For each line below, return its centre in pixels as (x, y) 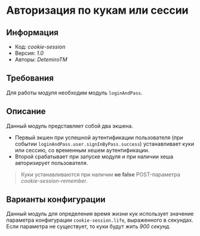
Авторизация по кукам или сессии (97, 10)
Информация (32, 33)
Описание (26, 111)
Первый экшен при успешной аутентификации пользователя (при (99, 137)
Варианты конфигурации (56, 200)
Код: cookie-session (40, 47)
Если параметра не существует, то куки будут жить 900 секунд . (89, 226)
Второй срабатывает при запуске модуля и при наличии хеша (94, 157)
